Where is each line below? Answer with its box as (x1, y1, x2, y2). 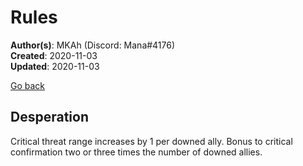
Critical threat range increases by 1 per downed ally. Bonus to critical (10, 135, 293, 147)
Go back (10, 79, 46, 91)
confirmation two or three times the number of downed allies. (10, 146, 263, 158)
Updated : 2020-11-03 (10, 60, 100, 72)
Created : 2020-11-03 (10, 49, 98, 61)
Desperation (10, 109, 89, 126)
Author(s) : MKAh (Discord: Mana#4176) (10, 39, 176, 51)
